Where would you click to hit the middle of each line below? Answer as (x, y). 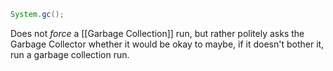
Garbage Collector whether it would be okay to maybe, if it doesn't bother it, (167, 44)
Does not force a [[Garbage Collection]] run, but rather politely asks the (157, 33)
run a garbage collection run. (70, 54)
